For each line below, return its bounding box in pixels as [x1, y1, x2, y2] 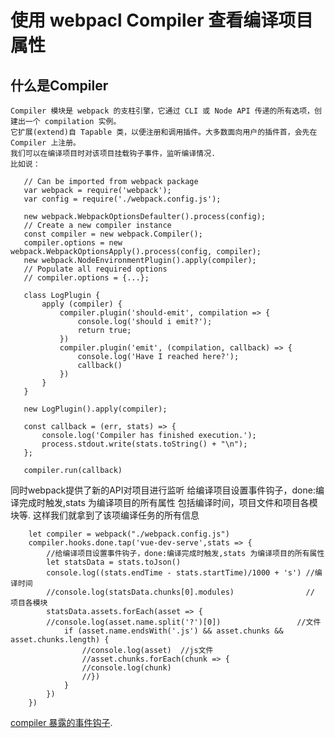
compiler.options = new [23, 238, 123, 248]
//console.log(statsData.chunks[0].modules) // [46, 587, 315, 597]
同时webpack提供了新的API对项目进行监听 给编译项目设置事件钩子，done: [10, 484, 316, 496]
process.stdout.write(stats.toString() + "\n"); [41, 439, 248, 449]
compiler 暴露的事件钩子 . [10, 717, 113, 728]
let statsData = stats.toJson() [46, 557, 182, 567]
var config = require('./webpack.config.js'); [23, 194, 222, 204]
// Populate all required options [23, 264, 168, 274]
